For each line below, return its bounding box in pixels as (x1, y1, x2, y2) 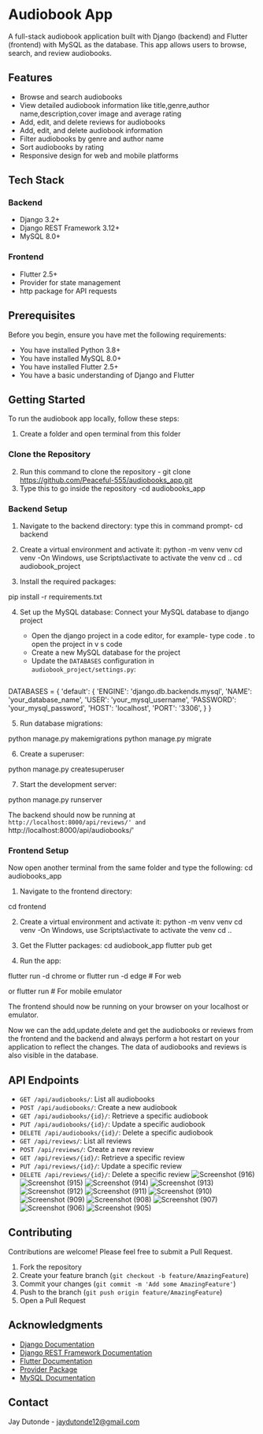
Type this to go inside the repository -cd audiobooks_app (19, 483, 206, 493)
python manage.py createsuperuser (8, 764, 124, 774)
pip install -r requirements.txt (8, 592, 102, 601)
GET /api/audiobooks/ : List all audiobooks (19, 1094, 155, 1104)
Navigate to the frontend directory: (19, 886, 132, 896)
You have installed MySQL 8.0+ (19, 353, 122, 363)
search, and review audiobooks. (8, 48, 112, 58)
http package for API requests (19, 286, 117, 295)
